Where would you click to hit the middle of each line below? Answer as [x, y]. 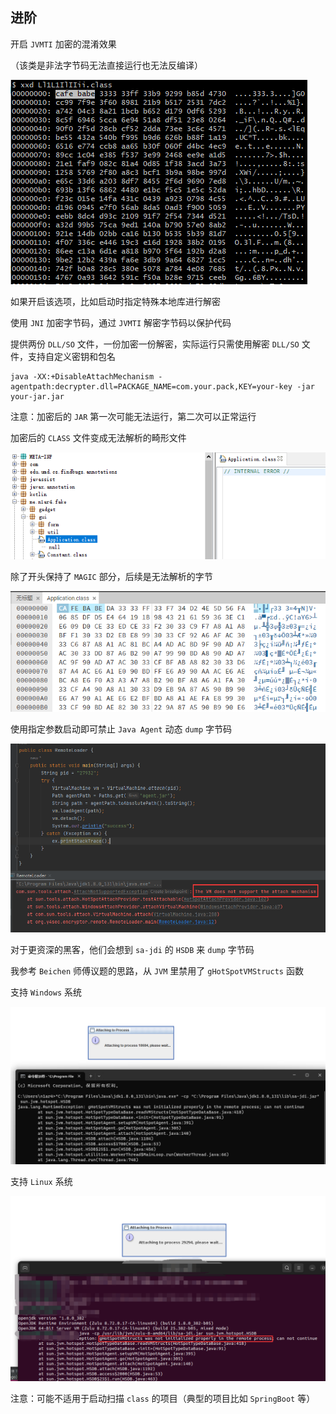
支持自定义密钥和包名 [71, 356]
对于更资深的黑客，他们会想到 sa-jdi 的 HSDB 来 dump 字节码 [132, 949]
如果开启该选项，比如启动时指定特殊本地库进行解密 [115, 301]
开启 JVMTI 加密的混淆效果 [63, 44]
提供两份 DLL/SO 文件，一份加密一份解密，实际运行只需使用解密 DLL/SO [155, 344]
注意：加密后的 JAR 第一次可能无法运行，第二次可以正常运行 [133, 416]
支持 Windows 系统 [46, 992]
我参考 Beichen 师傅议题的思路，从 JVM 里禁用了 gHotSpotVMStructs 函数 [157, 970]
